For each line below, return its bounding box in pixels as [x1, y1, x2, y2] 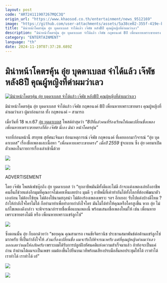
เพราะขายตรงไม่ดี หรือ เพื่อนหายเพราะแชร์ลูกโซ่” [5, 212, 83, 217]
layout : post [5, 7, 32, 12]
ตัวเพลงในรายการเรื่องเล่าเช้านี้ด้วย [5, 145, 61, 151]
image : [5, 21, 19, 26]
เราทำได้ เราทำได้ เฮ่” [5, 253, 40, 259]
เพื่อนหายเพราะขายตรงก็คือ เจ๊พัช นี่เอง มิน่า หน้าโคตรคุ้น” [5, 124, 98, 130]
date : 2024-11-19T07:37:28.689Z [5, 44, 72, 49]
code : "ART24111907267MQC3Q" [5, 12, 66, 17]
